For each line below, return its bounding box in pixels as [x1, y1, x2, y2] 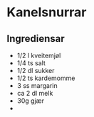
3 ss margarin [16, 82, 58, 89]
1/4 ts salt [16, 59, 46, 67]
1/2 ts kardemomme [16, 74, 75, 82]
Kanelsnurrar [6, 4, 87, 21]
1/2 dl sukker [16, 67, 55, 74]
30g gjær [16, 96, 44, 105]
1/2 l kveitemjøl [16, 51, 61, 60]
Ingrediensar [6, 33, 65, 45]
